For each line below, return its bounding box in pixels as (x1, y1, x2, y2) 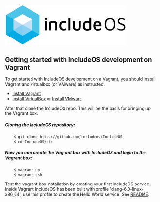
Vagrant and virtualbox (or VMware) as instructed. (5, 81, 105, 87)
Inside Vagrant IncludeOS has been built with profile (5, 186, 109, 192)
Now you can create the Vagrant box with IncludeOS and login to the (5, 149, 146, 155)
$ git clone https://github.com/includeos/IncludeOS (14, 134, 123, 139)
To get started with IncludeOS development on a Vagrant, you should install (5, 76, 156, 82)
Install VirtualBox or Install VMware (12, 96, 82, 102)
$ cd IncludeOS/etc (14, 139, 53, 144)
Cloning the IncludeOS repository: (5, 122, 75, 128)
